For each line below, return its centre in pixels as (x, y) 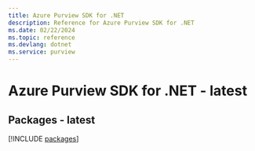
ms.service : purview (42, 52)
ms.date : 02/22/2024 (42, 30)
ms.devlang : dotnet (40, 45)
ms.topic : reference (42, 37)
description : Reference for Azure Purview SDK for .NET (101, 23)
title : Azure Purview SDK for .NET (66, 15)
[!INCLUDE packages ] (44, 139)
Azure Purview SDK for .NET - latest (128, 91)
